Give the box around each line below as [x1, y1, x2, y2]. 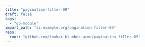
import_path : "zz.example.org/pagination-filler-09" [5, 25, 116, 30]
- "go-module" [9, 21, 39, 26]
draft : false [5, 12, 32, 17]
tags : [5, 16, 16, 21]
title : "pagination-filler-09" [5, 7, 70, 12]
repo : [5, 30, 16, 35]
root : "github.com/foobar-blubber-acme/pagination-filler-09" [9, 35, 141, 40]
